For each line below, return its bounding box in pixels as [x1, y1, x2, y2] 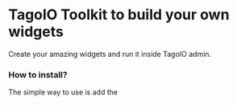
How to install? [8, 69, 68, 80]
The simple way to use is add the [8, 87, 118, 97]
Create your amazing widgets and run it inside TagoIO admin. [8, 49, 212, 59]
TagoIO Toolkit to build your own [8, 6, 230, 24]
